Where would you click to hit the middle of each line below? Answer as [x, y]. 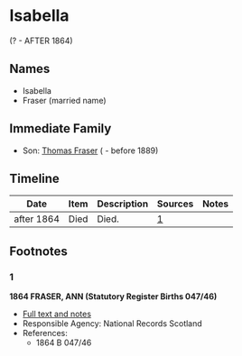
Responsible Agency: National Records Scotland [112, 324]
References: [45, 333]
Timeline [35, 178]
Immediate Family [60, 128]
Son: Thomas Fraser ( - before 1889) [90, 151]
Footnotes [38, 251]
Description [123, 204]
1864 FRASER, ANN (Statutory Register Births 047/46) [113, 297]
